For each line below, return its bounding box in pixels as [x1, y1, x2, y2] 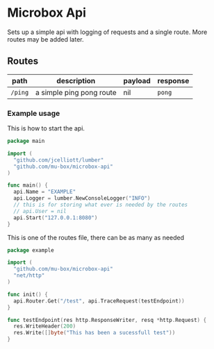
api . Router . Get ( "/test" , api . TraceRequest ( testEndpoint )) [13, 297, 186, 305]
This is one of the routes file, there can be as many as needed [7, 233, 185, 241]
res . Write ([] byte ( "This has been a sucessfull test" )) [13, 330, 176, 337]
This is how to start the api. [7, 124, 85, 133]
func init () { [7, 291, 49, 298]
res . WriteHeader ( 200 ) [13, 323, 76, 330]
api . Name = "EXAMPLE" [13, 189, 76, 196]
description [56, 76, 96, 85]
